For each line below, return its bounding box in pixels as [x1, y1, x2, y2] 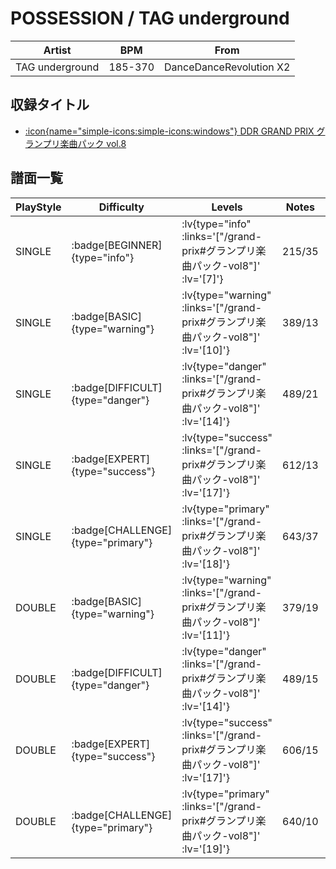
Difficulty [98, 200, 145, 214]
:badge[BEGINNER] [71, 238, 163, 252]
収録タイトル [10, 97, 90, 114]
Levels [211, 200, 243, 214]
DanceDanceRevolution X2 [164, 60, 291, 74]
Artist [43, 43, 72, 57]
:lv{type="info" [181, 217, 252, 231]
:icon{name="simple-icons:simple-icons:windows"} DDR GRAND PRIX [24, 125, 315, 137]
